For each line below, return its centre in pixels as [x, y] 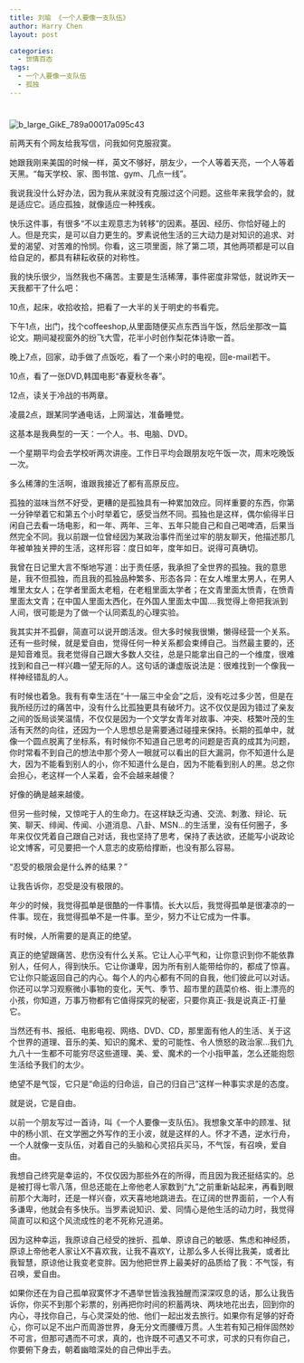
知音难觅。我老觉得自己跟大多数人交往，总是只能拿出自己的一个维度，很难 [156, 654]
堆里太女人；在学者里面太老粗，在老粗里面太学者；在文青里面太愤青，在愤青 [152, 590]
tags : [19, 68]
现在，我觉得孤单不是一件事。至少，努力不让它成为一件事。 [144, 916]
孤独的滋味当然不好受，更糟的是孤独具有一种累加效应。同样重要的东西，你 [148, 502]
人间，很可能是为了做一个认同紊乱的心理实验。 [96, 612]
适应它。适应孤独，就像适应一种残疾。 [88, 204]
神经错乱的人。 [45, 677]
